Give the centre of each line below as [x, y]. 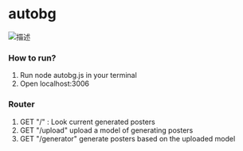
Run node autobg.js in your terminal [78, 75]
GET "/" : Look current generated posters [87, 122]
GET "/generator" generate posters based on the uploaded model [127, 138]
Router [22, 104]
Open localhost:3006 [55, 83]
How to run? [32, 58]
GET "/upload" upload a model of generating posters [106, 130]
